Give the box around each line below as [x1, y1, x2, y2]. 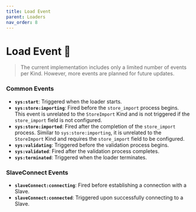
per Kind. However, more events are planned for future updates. [20, 70, 174, 77]
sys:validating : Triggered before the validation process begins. [14, 141, 169, 148]
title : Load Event [6, 8, 51, 15]
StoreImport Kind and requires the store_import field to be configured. [14, 135, 185, 142]
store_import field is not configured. [14, 116, 102, 123]
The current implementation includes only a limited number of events [20, 64, 187, 71]
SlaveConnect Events [6, 168, 68, 176]
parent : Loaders [6, 14, 46, 20]
